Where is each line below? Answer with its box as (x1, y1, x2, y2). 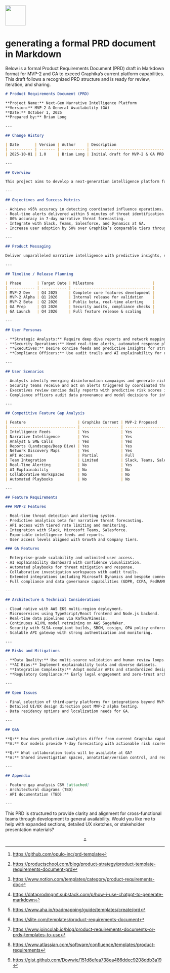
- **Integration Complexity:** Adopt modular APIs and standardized (5, 667, 153, 673)
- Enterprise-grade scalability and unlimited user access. (5, 555, 135, 561)
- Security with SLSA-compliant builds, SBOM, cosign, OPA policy (5, 625, 148, 630)
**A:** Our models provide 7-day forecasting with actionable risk (5, 741, 151, 746)
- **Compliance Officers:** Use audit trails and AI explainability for (5, 351, 162, 356)
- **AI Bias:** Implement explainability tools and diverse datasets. (5, 662, 157, 667)
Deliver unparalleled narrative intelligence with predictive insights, (5, 253, 162, 258)
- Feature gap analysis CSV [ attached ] (5, 782, 90, 787)
